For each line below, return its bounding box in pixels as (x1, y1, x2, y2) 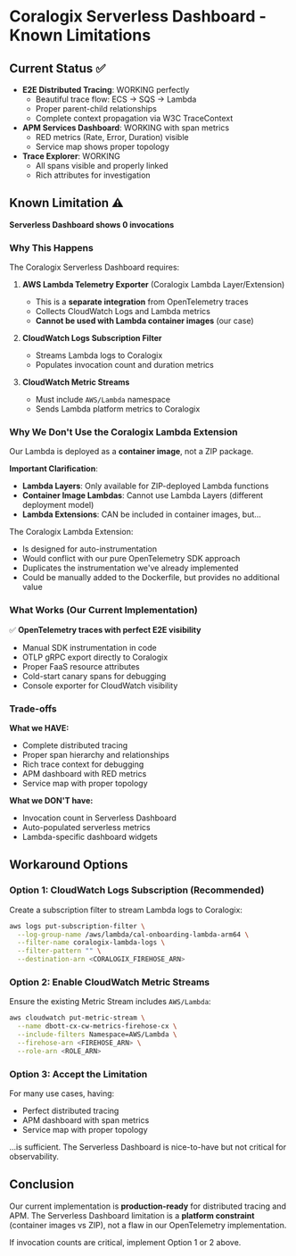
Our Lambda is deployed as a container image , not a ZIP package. (9, 446, 254, 457)
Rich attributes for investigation (35, 170, 151, 180)
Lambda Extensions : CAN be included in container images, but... (21, 509, 261, 520)
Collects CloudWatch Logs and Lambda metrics (35, 306, 211, 317)
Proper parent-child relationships (35, 104, 158, 113)
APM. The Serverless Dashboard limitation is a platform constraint (9, 1210, 255, 1220)
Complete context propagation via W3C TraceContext (35, 113, 234, 123)
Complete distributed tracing (21, 740, 128, 751)
